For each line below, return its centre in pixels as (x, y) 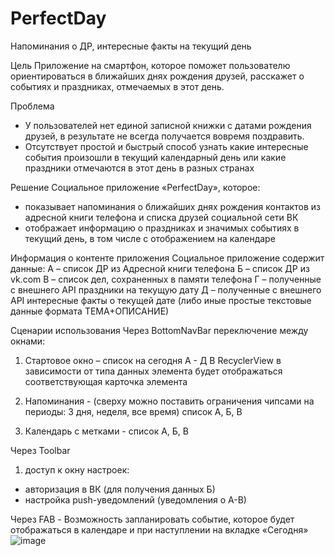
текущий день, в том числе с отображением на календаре (150, 238)
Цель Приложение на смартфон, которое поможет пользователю (150, 65)
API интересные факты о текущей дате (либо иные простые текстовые (161, 300)
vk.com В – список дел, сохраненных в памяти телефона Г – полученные (166, 279)
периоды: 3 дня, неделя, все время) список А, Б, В (133, 411)
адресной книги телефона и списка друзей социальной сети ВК (161, 217)
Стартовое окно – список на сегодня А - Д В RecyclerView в (153, 360)
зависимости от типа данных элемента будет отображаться (153, 371)
